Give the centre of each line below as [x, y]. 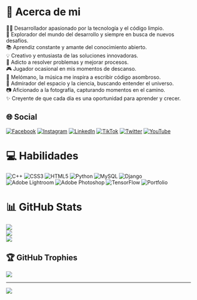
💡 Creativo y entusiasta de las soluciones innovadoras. [72, 56]
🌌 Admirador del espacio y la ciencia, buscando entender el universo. [90, 83]
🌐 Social [22, 117]
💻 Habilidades [42, 156]
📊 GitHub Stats [44, 207]
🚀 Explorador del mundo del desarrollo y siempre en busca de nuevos [90, 34]
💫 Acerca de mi [43, 12]
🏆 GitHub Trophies [42, 258]
